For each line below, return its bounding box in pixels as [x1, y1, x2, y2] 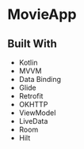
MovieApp [7, 6, 77, 24]
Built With [7, 37, 57, 50]
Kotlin [18, 58, 38, 67]
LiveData [18, 117, 48, 125]
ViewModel [18, 108, 56, 117]
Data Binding [18, 75, 61, 84]
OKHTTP [18, 100, 48, 109]
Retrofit [18, 91, 44, 100]
